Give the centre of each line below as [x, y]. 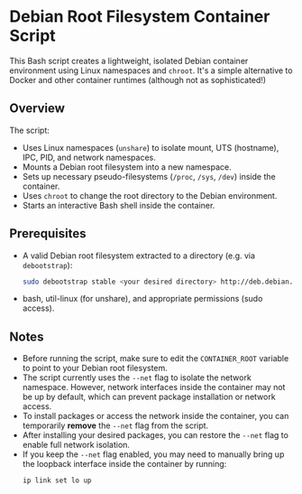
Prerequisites [48, 233]
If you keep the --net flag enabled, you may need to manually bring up [153, 454]
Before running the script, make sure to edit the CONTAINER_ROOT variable [156, 359]
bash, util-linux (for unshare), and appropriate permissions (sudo [142, 299]
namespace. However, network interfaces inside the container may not [154, 387]
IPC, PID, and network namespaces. [89, 157]
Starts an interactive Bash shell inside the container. [119, 205]
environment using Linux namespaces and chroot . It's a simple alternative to [151, 70]
